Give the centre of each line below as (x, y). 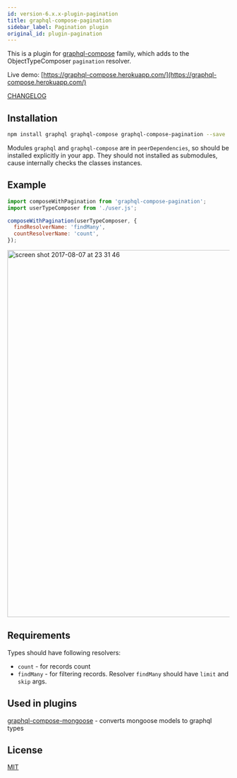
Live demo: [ (25, 75)
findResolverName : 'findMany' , (60, 227)
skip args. (32, 681)
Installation (32, 118)
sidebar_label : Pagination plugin (58, 27)
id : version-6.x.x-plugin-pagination (63, 14)
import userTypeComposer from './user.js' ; (72, 208)
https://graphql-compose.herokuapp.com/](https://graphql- (130, 75)
